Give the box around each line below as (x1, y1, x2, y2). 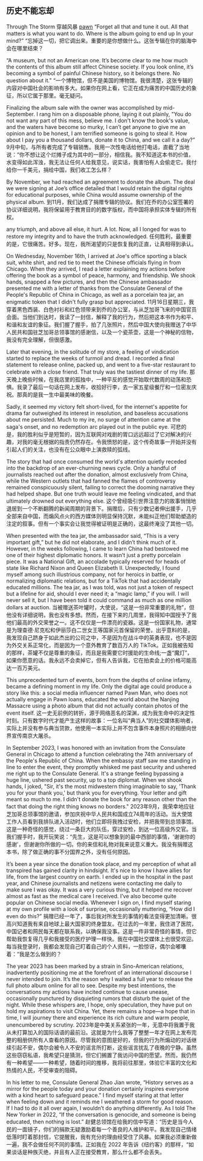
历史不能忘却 (6, 5, 54, 16)
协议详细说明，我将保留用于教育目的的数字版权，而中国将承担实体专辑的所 (6, 205, 192, 213)
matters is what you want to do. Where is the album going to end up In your (6, 30, 194, 37)
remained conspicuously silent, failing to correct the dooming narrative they (6, 483, 195, 491)
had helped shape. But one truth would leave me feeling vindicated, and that (6, 490, 196, 497)
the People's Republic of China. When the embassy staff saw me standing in (6, 756, 196, 764)
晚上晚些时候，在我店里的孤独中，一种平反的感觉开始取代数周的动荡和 (11, 375, 186, 383)
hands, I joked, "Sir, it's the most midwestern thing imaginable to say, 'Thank (6, 782, 196, 790)
